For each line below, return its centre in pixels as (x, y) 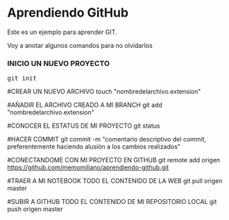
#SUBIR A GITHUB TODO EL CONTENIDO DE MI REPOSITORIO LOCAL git (112, 202)
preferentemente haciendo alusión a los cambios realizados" (94, 146)
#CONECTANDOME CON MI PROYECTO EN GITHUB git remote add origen (114, 160)
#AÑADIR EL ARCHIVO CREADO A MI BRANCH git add (85, 105)
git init (22, 78)
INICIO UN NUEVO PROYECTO (58, 63)
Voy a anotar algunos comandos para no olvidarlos (80, 45)
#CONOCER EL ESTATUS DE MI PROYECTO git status (84, 126)
